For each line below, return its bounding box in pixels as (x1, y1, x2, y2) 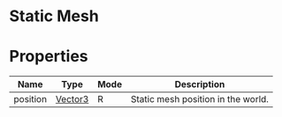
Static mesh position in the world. (130, 93, 270, 106)
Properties (9, 47, 88, 67)
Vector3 (55, 93, 89, 106)
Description (174, 78, 225, 91)
